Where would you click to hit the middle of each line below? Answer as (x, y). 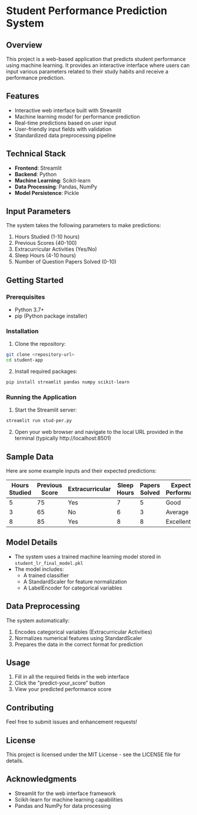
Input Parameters (38, 212)
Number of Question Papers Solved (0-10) (65, 262)
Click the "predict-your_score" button (60, 683)
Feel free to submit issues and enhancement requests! (72, 722)
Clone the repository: (40, 344)
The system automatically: (38, 620)
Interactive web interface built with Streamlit (68, 110)
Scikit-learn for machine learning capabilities (69, 799)
